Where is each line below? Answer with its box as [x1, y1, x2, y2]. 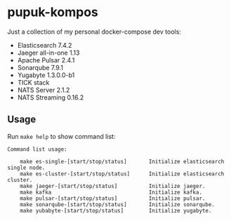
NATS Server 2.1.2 [17, 86, 70, 94]
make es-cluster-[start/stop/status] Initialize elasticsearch [20, 170, 225, 178]
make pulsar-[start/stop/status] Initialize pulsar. [20, 194, 206, 202]
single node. [7, 164, 46, 171]
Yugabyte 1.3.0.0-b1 [17, 71, 75, 79]
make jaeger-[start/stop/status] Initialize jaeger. [20, 182, 206, 189]
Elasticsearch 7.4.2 [17, 41, 72, 49]
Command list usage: [7, 145, 68, 153]
